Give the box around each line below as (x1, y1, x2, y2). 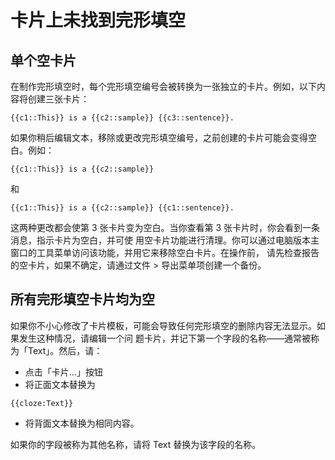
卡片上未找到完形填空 (10, 9, 187, 32)
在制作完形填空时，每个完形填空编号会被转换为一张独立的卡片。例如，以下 (10, 81, 317, 92)
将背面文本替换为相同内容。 (24, 417, 140, 429)
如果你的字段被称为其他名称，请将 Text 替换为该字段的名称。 (10, 438, 262, 450)
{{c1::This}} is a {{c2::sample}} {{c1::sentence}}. (10, 203, 235, 213)
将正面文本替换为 (24, 378, 96, 390)
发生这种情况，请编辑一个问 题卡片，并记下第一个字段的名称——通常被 (18, 332, 311, 344)
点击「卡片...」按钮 (24, 366, 103, 378)
